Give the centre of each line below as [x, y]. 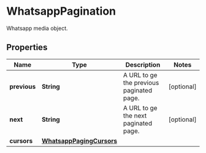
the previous [141, 83]
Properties [27, 47]
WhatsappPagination [61, 11]
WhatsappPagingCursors [80, 141]
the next [135, 116]
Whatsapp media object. [37, 28]
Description [143, 64]
